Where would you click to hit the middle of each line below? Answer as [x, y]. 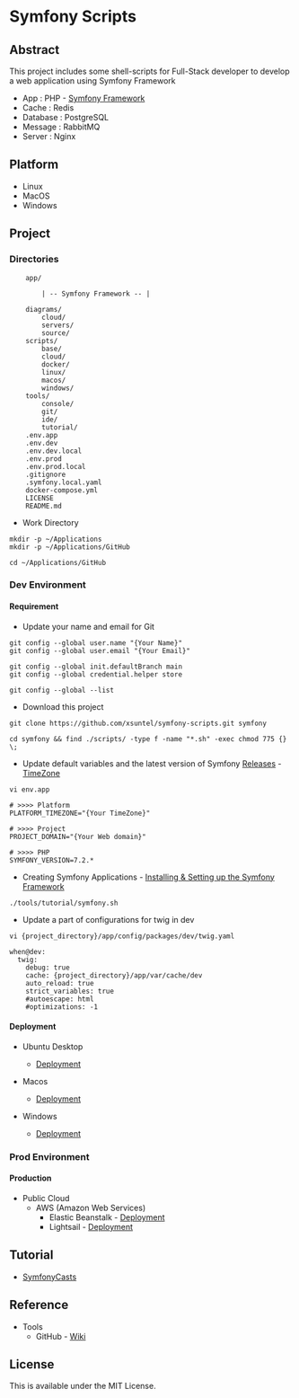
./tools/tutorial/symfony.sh [64, 903]
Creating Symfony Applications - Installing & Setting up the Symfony [149, 877]
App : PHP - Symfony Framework [84, 98]
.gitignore [46, 474]
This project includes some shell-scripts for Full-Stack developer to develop [149, 71]
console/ [58, 403]
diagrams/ [44, 309]
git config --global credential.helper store [96, 674]
